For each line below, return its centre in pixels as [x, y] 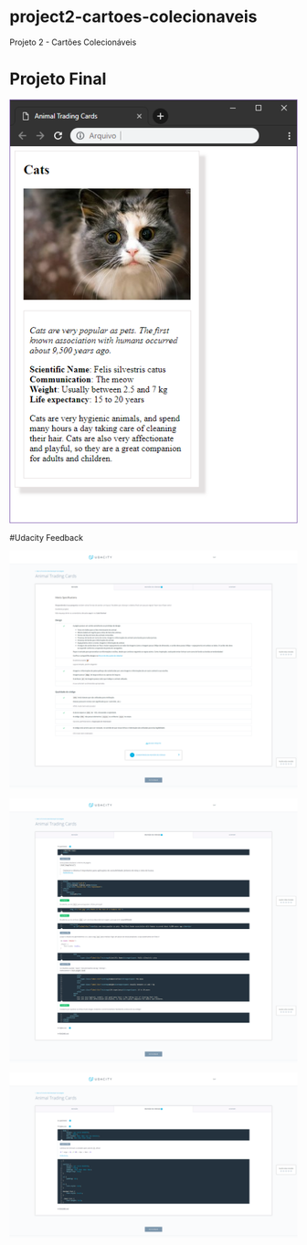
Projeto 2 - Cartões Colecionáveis [73, 42]
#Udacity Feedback [47, 537]
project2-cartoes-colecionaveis [133, 17]
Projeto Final [58, 79]
